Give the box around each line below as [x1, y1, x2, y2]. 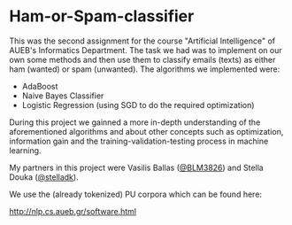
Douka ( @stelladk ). [9, 171, 79, 182]
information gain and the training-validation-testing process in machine [9, 136, 269, 146]
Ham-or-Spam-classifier [9, 6, 195, 27]
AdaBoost [21, 81, 58, 91]
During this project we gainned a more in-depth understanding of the [9, 117, 261, 128]
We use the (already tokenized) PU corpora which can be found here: [9, 189, 263, 199]
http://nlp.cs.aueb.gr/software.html [9, 206, 137, 216]
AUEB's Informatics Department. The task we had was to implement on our [9, 44, 283, 55]
